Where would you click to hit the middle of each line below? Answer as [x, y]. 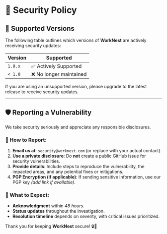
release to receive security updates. [42, 92]
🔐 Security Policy [41, 10]
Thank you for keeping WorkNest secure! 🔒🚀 [51, 226]
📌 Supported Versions [40, 29]
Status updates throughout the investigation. [59, 211]
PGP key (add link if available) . [44, 182]
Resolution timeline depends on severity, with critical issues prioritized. [86, 216]
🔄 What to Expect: [27, 195]
